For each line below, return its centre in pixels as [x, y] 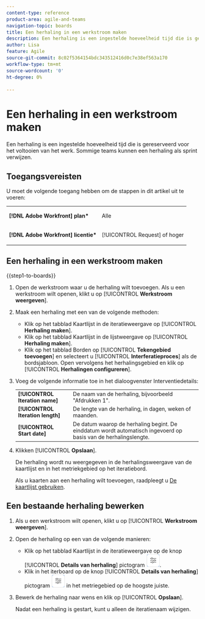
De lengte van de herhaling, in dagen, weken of [132, 409]
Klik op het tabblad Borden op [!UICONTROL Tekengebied [97, 350]
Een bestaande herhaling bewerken [75, 506]
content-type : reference [38, 13]
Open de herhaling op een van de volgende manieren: [83, 539]
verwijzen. [19, 157]
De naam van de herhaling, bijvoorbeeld [123, 394]
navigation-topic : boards [39, 26]
